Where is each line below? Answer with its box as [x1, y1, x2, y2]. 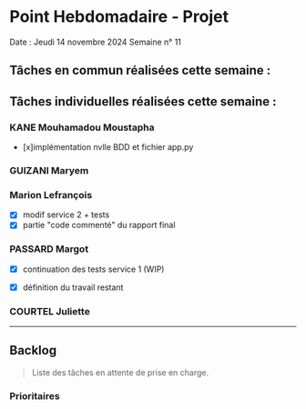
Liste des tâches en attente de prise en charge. [31, 366, 209, 378]
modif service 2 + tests [22, 209, 110, 220]
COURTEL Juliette [9, 304, 91, 317]
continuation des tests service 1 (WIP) [22, 264, 165, 274]
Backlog [9, 343, 57, 358]
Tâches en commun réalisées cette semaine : [9, 63, 271, 78]
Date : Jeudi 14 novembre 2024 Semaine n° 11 [9, 36, 182, 47]
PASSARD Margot [9, 243, 89, 255]
